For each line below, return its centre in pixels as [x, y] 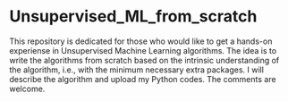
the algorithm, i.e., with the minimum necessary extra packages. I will [136, 70]
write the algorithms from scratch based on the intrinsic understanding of [144, 60]
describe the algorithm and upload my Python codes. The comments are [143, 79]
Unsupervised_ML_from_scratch [133, 17]
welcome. [27, 88]
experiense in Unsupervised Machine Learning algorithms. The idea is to [143, 50]
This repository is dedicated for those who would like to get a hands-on [141, 41]
